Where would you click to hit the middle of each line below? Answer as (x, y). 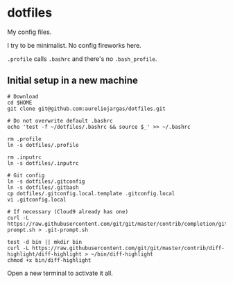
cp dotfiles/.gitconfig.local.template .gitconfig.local (91, 193)
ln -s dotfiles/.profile (43, 145)
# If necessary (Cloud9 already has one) (68, 212)
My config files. (29, 32)
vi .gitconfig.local (37, 199)
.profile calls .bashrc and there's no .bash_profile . (82, 59)
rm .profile (24, 139)
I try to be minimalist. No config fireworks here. (75, 45)
